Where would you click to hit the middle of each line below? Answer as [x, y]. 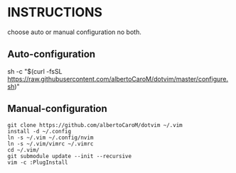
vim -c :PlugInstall [38, 162]
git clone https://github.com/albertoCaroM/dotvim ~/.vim [95, 125]
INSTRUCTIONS [55, 12]
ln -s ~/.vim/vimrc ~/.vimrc [50, 144]
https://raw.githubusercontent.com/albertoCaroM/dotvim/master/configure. [118, 79]
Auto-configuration [52, 54]
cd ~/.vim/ [23, 150]
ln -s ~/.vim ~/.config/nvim [50, 138]
